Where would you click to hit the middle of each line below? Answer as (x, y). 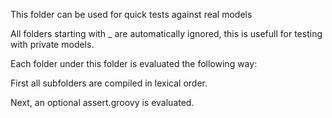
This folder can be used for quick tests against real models (131, 14)
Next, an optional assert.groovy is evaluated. (102, 102)
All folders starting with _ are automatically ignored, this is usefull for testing (166, 33)
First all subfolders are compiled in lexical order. (109, 83)
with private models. (52, 44)
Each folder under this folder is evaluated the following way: (134, 63)
